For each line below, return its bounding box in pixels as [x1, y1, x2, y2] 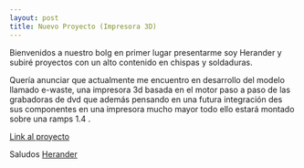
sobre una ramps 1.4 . [9, 113, 91, 124]
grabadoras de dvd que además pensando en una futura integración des [9, 93, 283, 105]
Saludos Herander [9, 148, 78, 160]
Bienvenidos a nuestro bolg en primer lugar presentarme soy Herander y [9, 47, 282, 58]
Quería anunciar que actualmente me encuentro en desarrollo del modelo [9, 74, 286, 85]
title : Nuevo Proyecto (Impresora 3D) [9, 22, 157, 31]
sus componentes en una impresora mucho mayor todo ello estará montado [9, 103, 295, 114]
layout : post [9, 13, 59, 23]
